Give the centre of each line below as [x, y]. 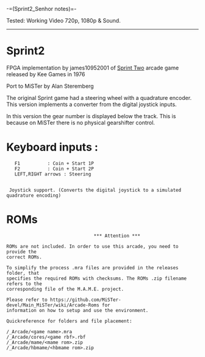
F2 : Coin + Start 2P [54, 169]
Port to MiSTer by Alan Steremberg [50, 86]
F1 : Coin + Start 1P [54, 163]
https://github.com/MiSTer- [85, 300]
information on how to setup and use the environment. [77, 310]
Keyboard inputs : [52, 147]
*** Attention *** [117, 236]
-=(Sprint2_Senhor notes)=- [41, 9]
